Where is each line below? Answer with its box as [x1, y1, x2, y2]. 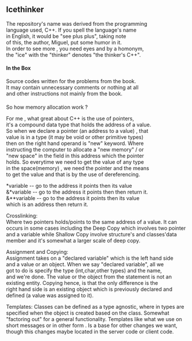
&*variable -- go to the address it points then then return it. [6, 188, 148, 195]
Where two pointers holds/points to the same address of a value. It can [6, 218, 177, 225]
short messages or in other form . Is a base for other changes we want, [6, 322, 177, 329]
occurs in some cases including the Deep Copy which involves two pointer [6, 225, 186, 232]
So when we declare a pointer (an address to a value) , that [6, 127, 149, 134]
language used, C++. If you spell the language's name [6, 26, 136, 33]
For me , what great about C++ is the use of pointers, [6, 115, 135, 122]
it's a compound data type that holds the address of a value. [6, 121, 152, 128]
